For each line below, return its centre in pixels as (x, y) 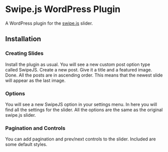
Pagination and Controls (35, 128)
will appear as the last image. (35, 80)
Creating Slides (24, 53)
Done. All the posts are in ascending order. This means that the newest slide (84, 75)
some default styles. (26, 144)
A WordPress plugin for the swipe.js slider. (49, 23)
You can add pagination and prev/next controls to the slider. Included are (80, 139)
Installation (23, 39)
